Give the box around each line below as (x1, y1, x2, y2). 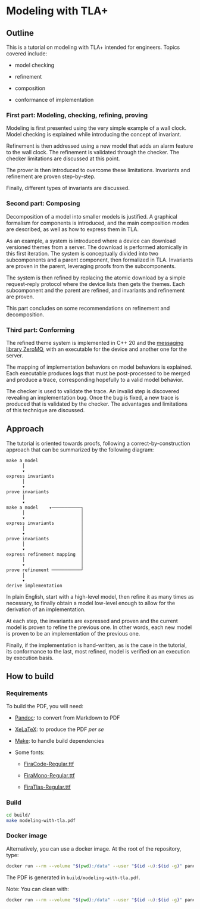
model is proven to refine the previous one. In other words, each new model (6, 624, 192, 631)
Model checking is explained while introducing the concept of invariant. (6, 131, 182, 138)
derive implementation (6, 583, 62, 589)
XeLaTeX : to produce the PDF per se (14, 726, 104, 733)
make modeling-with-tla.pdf (6, 817, 76, 823)
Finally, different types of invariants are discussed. (6, 185, 130, 192)
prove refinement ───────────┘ (6, 567, 84, 573)
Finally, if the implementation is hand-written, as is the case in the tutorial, (6, 642, 187, 649)
